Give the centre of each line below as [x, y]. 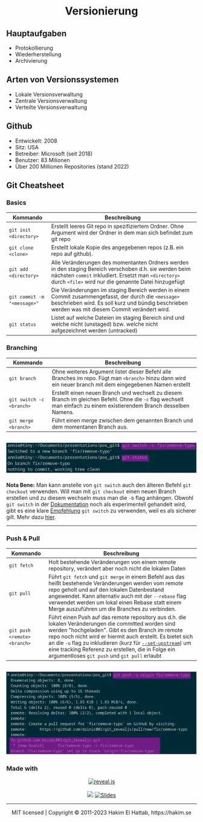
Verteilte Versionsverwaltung [51, 107]
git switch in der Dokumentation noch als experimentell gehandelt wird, [96, 504]
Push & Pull [23, 538]
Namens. [63, 412]
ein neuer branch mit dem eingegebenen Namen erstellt [121, 384]
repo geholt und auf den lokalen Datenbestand [106, 590]
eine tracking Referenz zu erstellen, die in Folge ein [111, 649]
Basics [16, 202]
